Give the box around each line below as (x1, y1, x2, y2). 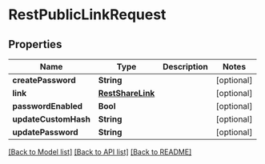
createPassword (12, 74, 76, 86)
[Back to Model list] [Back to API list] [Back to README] (8, 147, 192, 157)
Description (163, 62, 208, 72)
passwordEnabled (12, 101, 82, 111)
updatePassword (12, 126, 78, 138)
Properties (8, 38, 62, 51)
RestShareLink (98, 88, 155, 98)
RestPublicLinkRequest (8, 6, 167, 24)
